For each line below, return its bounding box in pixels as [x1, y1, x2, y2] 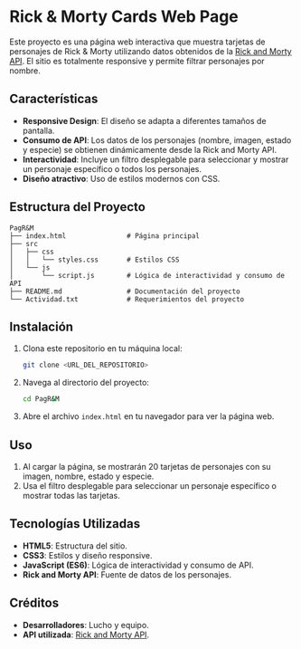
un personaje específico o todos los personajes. [22, 163, 202, 174]
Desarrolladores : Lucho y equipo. [22, 619, 149, 630]
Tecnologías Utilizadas [9, 516, 141, 531]
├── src [9, 239, 39, 248]
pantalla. [22, 125, 55, 136]
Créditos [9, 596, 60, 611]
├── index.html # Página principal [9, 231, 201, 241]
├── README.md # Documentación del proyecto [9, 287, 241, 296]
